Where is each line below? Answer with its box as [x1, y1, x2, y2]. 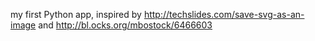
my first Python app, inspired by [10, 9, 142, 20]
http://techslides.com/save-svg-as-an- [143, 9, 305, 20]
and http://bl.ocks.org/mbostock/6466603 [38, 19, 213, 31]
